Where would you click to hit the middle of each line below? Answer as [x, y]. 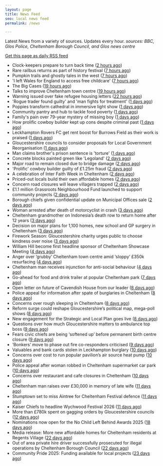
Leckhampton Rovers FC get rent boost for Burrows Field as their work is [85, 132]
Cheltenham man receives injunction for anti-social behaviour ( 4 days [82, 267]
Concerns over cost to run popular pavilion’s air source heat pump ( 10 [82, 355]
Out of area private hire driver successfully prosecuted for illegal [77, 443]
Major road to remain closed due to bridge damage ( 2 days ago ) [76, 164]
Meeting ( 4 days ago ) [34, 252]
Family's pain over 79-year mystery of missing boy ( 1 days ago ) [76, 117]
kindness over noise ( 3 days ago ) [45, 241]
